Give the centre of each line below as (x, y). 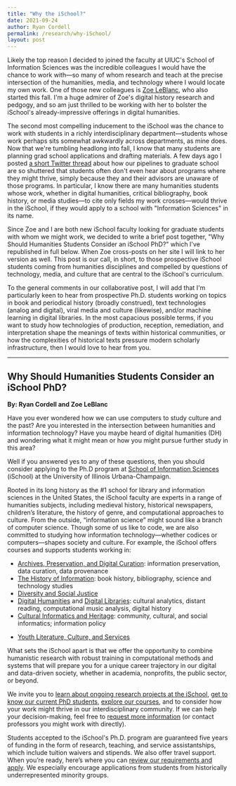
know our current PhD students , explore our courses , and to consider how (114, 702)
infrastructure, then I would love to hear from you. (79, 348)
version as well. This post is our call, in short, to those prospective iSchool (114, 259)
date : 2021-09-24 (33, 20)
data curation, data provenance (63, 571)
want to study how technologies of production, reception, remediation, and (116, 325)
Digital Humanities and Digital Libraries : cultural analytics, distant (111, 601)
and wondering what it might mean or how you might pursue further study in (118, 440)
